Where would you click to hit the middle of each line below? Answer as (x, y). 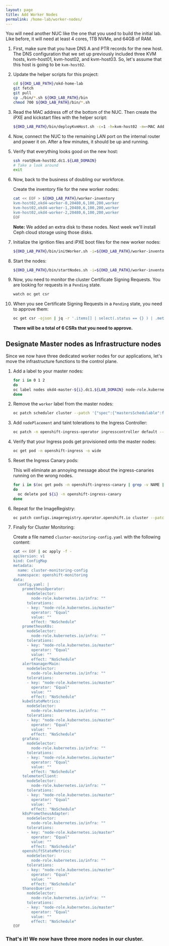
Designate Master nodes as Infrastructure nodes (83, 344)
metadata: (23, 566)
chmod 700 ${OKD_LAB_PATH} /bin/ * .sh (51, 102)
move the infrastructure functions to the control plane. (62, 361)
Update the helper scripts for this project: (56, 75)
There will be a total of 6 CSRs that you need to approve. (73, 328)
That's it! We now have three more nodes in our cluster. (75, 939)
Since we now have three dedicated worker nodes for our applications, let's (84, 356)
